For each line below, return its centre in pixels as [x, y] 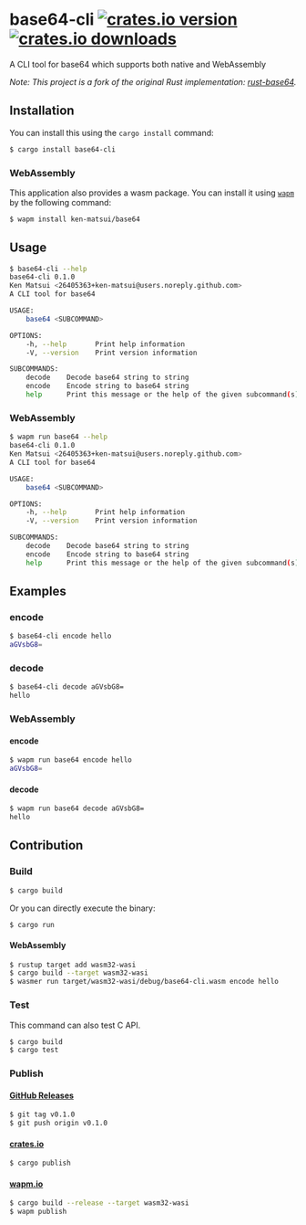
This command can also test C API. [75, 1025]
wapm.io [26, 1184]
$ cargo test [34, 1051]
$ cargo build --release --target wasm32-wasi [99, 1203]
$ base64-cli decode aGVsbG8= [67, 687]
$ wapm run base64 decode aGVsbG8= [77, 808]
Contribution [46, 845]
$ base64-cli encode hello [61, 636]
